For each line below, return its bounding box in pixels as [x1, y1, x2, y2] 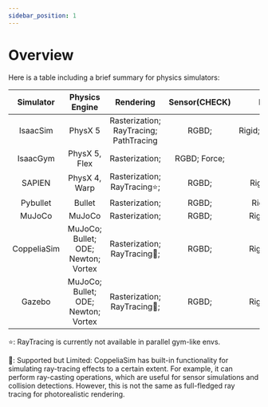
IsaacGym [17, 152, 55, 164]
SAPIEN [21, 177, 51, 188]
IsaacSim [18, 124, 53, 136]
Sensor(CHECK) [168, 97, 231, 108]
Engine [71, 101, 99, 113]
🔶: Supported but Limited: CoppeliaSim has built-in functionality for [8, 355, 229, 365]
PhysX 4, [67, 172, 102, 184]
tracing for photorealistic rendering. [8, 389, 125, 399]
